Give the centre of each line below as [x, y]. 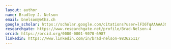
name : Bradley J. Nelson [32, 15]
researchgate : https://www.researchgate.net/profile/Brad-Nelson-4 [78, 29]
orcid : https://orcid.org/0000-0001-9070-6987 [55, 34]
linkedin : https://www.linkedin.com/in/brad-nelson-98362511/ [73, 39]
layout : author [21, 10]
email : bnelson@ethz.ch [31, 19]
